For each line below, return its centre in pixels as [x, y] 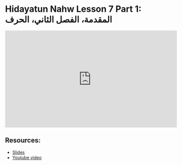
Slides [18, 152]
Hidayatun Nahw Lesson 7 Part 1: [73, 9]
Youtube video [27, 157]
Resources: [23, 141]
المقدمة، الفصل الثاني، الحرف [59, 19]
